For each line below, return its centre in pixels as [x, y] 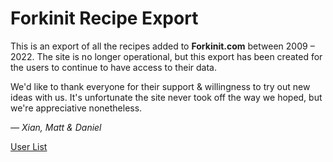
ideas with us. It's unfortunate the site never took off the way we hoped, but [166, 97]
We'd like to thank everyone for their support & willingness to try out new [160, 86]
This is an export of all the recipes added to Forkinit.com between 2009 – [162, 46]
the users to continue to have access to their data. [113, 67]
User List [29, 146]
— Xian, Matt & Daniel [56, 127]
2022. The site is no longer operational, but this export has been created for [166, 56]
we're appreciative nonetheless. [76, 108]
